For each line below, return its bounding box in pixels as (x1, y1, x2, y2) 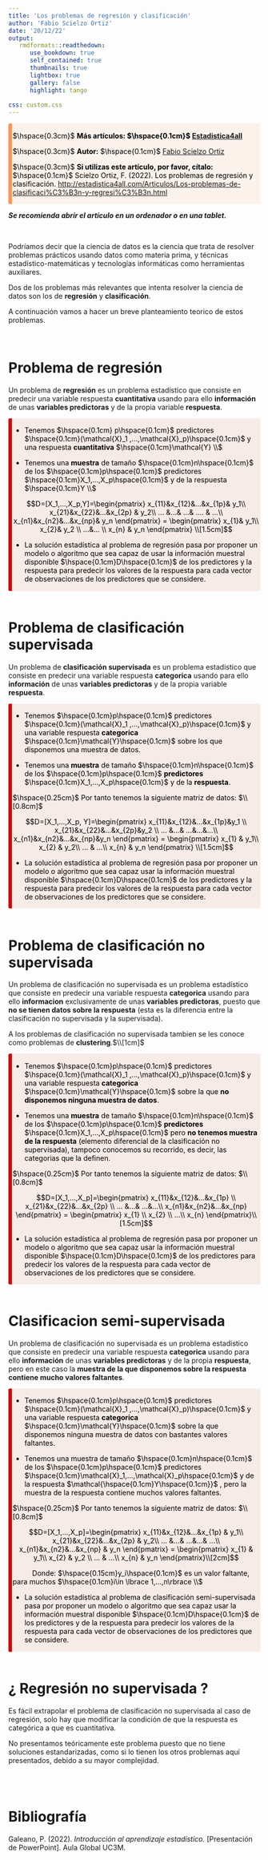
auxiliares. (8, 267, 42, 276)
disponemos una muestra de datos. (24, 744, 142, 754)
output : (8, 34, 34, 42)
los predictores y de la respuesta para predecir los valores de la (24, 1618, 234, 1628)
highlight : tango (29, 86, 88, 95)
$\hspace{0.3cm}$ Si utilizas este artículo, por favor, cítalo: (12, 162, 214, 171)
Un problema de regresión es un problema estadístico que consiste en (8, 385, 242, 395)
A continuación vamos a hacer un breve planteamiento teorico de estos (8, 306, 244, 316)
